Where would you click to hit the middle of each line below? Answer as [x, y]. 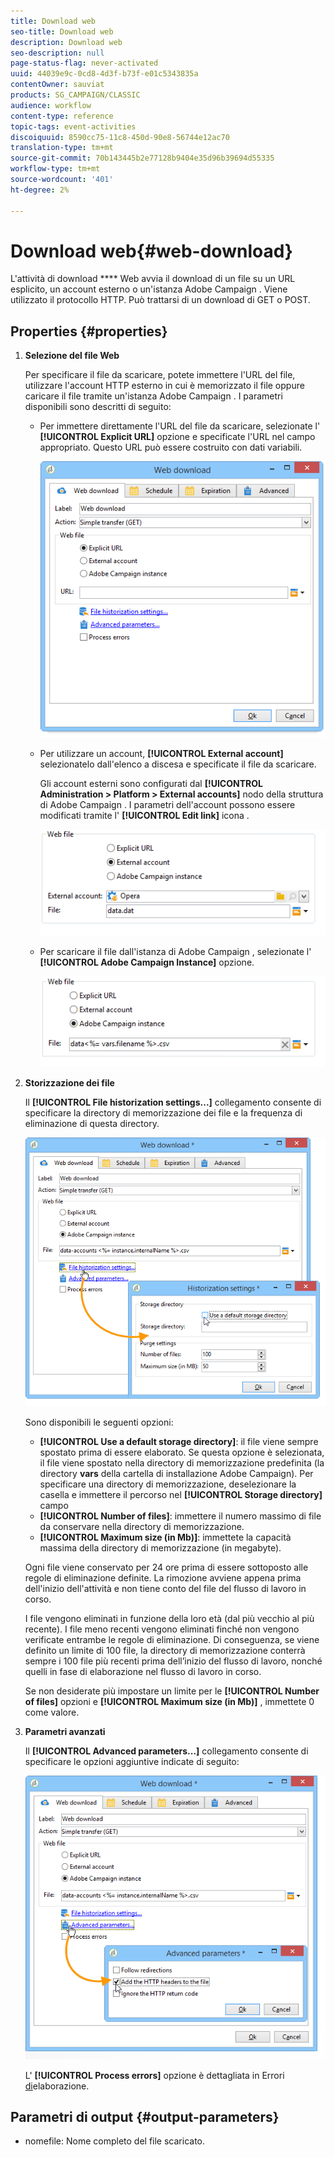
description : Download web [66, 42]
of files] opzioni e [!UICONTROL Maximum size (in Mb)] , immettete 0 [169, 1702]
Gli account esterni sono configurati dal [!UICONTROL [151, 784]
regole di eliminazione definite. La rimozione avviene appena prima [163, 1578]
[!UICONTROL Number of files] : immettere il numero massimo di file [180, 1516]
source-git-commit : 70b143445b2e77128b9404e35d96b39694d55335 [142, 158]
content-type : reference [62, 116]
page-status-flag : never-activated [84, 63]
